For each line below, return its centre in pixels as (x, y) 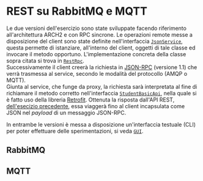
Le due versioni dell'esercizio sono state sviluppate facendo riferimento (96, 28)
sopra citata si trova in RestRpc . (45, 61)
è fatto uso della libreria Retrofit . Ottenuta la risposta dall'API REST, (90, 100)
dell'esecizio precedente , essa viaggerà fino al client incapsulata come (96, 106)
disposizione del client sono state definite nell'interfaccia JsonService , (95, 41)
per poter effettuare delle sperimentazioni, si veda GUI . (75, 131)
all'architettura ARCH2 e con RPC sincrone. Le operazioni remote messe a (99, 34)
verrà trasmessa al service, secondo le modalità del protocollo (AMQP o (97, 73)
